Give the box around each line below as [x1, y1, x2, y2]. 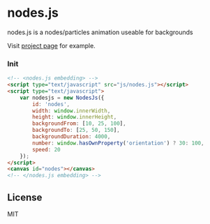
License [7, 191, 43, 203]
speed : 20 [32, 146, 61, 153]
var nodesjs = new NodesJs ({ [20, 94, 105, 101]
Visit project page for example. [7, 41, 96, 50]
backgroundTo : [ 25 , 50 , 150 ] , [32, 127, 120, 134]
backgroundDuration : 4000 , [32, 133, 111, 140]
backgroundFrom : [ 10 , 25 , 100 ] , [32, 120, 127, 127]
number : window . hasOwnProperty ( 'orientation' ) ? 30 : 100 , [32, 140, 204, 147]
